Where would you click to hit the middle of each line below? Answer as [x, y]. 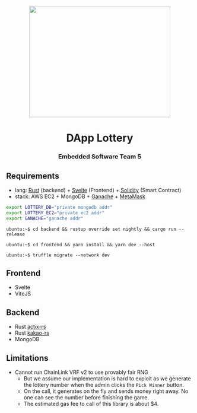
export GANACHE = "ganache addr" [45, 218]
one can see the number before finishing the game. [86, 397]
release [16, 234]
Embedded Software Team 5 [100, 157]
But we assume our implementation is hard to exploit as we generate [107, 378]
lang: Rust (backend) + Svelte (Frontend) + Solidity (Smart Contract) [98, 190]
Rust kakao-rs [32, 333]
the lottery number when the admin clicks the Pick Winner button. [104, 385]
